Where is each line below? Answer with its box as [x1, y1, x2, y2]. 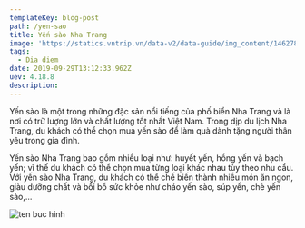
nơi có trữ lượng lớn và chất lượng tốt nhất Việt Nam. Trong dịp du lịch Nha [9, 115, 288, 126]
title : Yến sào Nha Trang [9, 30, 107, 39]
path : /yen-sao [9, 22, 67, 31]
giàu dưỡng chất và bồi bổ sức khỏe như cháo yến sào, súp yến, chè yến [9, 181, 281, 192]
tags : [9, 47, 30, 56]
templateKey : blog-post [9, 13, 100, 23]
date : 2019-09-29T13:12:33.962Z [9, 64, 132, 74]
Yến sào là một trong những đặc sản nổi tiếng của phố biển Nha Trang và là [9, 105, 291, 116]
